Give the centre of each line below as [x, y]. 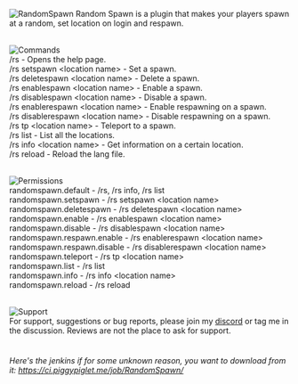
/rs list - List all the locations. [62, 135]
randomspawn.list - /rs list [57, 266]
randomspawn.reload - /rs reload [70, 285]
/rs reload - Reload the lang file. [67, 154]
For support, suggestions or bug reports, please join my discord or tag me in [149, 321]
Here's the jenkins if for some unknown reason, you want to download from [148, 360]
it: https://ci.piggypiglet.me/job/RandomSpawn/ [97, 370]
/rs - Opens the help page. [58, 59]
